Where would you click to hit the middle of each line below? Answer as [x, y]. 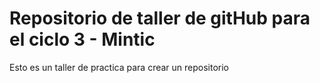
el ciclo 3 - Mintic [82, 39]
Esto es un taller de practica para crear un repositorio [119, 67]
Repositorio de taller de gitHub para [160, 18]
